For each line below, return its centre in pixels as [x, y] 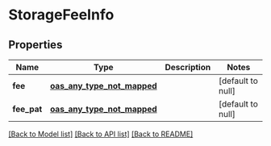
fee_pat [27, 109]
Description [188, 67]
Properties [35, 45]
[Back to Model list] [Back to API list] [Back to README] [101, 134]
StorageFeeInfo [61, 15]
